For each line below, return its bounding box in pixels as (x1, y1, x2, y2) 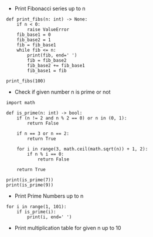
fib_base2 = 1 (16, 37, 51, 43)
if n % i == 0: (27, 151, 64, 157)
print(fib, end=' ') (27, 52, 77, 58)
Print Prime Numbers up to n (14, 192, 84, 199)
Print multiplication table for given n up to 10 (14, 225, 121, 231)
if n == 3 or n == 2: (16, 131, 69, 136)
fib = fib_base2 (27, 58, 67, 64)
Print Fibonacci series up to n (14, 5, 86, 12)
